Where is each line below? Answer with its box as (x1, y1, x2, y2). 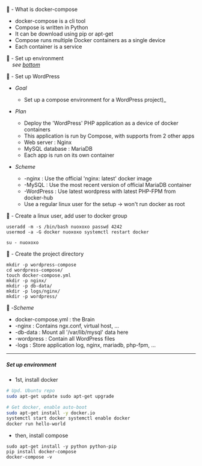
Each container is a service (14, 43, 82, 50)
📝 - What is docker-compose (6, 6, 78, 13)
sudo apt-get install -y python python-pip (6, 444, 117, 450)
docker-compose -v (6, 454, 52, 461)
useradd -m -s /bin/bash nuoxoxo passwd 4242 (6, 224, 122, 230)
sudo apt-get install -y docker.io (6, 410, 96, 416)
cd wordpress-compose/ (6, 267, 63, 273)
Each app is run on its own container (23, 151, 115, 159)
